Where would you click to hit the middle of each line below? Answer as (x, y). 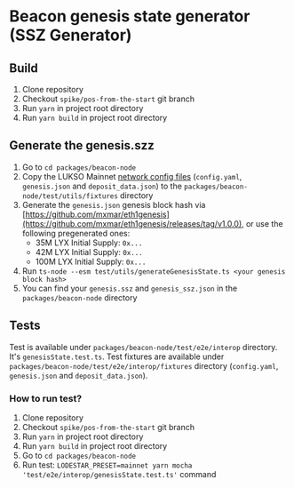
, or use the (262, 223)
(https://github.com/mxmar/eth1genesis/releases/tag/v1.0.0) (132, 223)
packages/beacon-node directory (79, 297)
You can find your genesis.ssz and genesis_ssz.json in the (130, 288)
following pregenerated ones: (76, 233)
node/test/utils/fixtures (70, 196)
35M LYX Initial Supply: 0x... (89, 243)
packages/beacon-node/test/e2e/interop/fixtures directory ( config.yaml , (144, 365)
